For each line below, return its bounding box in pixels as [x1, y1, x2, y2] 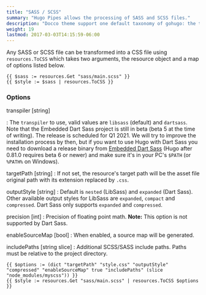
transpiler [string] [6, 107, 50, 114]
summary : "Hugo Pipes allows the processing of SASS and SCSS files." [6, 15, 191, 21]
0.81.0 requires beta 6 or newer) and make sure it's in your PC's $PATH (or [6, 151, 191, 159]
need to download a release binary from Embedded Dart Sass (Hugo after [6, 145, 193, 152]
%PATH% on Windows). [6, 158, 59, 166]
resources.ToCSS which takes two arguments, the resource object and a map [6, 55, 199, 63]
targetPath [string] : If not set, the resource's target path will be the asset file [6, 170, 200, 177]
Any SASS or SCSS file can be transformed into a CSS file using [6, 48, 167, 56]
